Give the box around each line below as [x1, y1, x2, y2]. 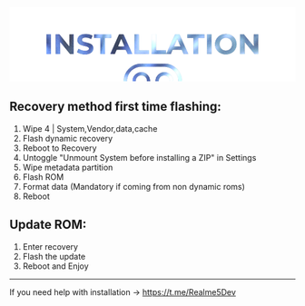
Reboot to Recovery [22, 143, 97, 153]
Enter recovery [22, 241, 79, 252]
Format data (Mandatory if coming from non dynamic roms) [22, 181, 245, 192]
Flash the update [22, 251, 86, 262]
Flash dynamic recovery [22, 133, 113, 143]
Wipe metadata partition [22, 162, 113, 173]
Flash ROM [22, 171, 64, 183]
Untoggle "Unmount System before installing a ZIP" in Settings [22, 152, 257, 163]
